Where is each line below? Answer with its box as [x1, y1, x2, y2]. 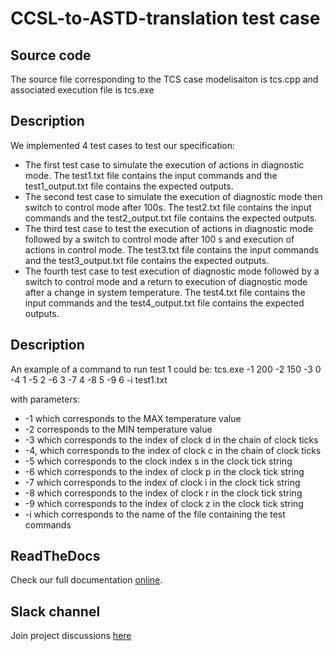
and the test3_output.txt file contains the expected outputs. [24, 254, 270, 266]
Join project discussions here [10, 630, 132, 642]
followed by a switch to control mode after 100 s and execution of [24, 233, 295, 245]
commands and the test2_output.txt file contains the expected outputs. [24, 212, 318, 224]
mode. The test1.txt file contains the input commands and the [24, 169, 278, 181]
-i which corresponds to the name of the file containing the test [24, 508, 286, 520]
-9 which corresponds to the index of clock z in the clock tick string [24, 497, 304, 509]
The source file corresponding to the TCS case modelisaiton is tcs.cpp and [10, 73, 319, 85]
